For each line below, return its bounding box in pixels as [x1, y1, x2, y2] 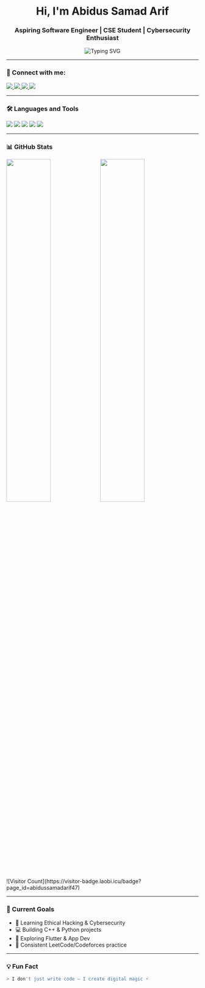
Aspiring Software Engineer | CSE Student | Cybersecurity [14, 26, 191, 35]
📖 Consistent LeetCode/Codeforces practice [15, 941, 127, 948]
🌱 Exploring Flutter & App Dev [15, 934, 90, 942]
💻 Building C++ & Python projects [15, 926, 102, 933]
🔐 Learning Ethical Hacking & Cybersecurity [15, 919, 126, 926]
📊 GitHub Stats [6, 143, 53, 151]
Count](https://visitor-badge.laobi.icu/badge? [27, 878, 142, 885]
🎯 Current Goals [6, 905, 55, 914]
